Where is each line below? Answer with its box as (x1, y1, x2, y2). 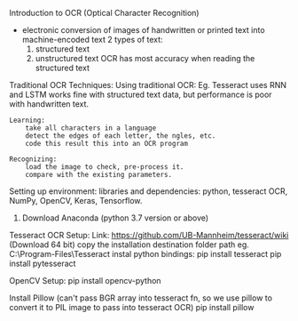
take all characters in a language (25, 124, 157, 132)
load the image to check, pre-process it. (25, 163, 184, 172)
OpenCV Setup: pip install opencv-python (9, 276, 161, 285)
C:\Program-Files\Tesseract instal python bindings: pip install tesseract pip (9, 249, 282, 259)
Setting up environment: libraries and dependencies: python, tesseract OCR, (9, 186, 288, 197)
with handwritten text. (9, 99, 90, 109)
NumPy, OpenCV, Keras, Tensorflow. (9, 196, 143, 205)
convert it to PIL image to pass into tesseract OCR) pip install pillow (9, 302, 255, 312)
